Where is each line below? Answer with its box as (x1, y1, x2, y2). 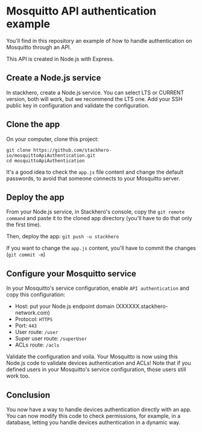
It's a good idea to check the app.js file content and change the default (6, 168, 184, 175)
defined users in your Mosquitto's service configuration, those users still (6, 366, 186, 373)
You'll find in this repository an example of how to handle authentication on (6, 37, 192, 44)
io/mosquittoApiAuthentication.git (6, 152, 96, 159)
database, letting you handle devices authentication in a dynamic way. (6, 419, 181, 426)
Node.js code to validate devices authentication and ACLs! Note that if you (6, 359, 191, 367)
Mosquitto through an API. (6, 44, 71, 51)
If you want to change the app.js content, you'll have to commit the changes (6, 244, 196, 252)
